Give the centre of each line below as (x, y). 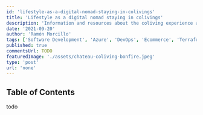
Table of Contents (41, 92)
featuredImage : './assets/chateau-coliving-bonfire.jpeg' (81, 57)
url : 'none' (21, 68)
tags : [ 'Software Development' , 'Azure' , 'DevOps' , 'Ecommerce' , (90, 40)
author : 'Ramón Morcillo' (39, 34)
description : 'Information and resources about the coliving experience (100, 23)
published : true (27, 46)
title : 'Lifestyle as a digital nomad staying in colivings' (85, 17)
